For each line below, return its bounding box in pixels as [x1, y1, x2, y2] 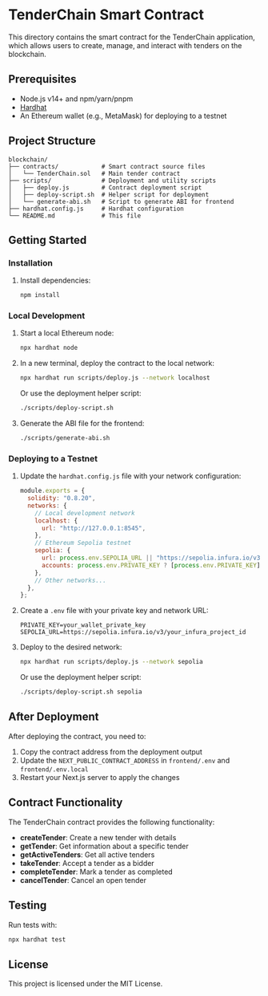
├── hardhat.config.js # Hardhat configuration [8, 205, 184, 213]
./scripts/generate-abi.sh [19, 434, 110, 442]
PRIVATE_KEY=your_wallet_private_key [19, 621, 146, 629]
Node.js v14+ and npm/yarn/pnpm [19, 94, 134, 104]
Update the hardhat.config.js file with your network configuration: [19, 471, 242, 481]
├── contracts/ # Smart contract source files [8, 162, 206, 170]
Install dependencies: [19, 275, 91, 286]
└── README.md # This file [8, 211, 142, 220]
